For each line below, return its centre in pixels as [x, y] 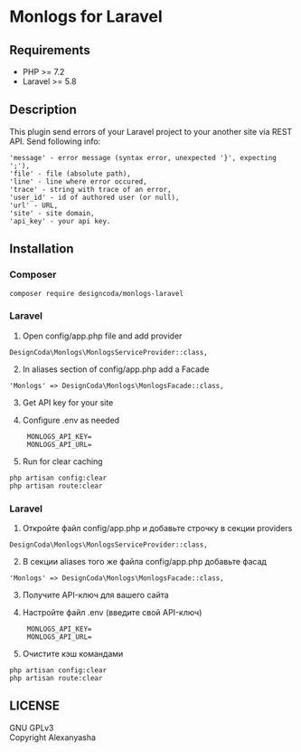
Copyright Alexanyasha [53, 737]
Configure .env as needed [71, 420]
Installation [42, 249]
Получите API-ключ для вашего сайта [95, 595]
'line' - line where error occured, [78, 181]
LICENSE [35, 706]
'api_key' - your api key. [60, 221]
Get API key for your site [68, 402]
